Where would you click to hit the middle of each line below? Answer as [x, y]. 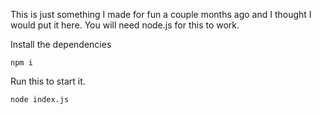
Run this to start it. [48, 81]
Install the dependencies [61, 44]
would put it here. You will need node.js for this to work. [125, 25]
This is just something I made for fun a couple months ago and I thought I [161, 14]
